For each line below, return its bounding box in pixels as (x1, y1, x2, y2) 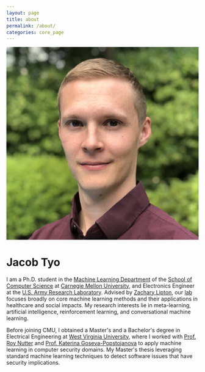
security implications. (6, 359, 60, 366)
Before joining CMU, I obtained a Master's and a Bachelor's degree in (6, 326, 181, 334)
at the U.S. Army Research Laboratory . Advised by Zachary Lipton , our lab (6, 288, 192, 296)
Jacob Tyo (6, 255, 61, 269)
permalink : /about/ (6, 23, 56, 29)
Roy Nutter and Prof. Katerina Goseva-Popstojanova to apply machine (6, 339, 182, 346)
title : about (6, 16, 40, 23)
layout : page (6, 10, 40, 16)
